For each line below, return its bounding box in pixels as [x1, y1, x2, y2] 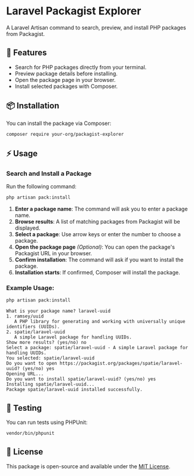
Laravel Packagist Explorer [6, 4, 141, 18]
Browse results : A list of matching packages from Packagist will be [14, 218, 180, 225]
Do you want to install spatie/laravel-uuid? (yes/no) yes [6, 376, 156, 382]
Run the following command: [6, 183, 76, 190]
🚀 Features [6, 48, 47, 58]
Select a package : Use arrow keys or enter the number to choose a [14, 231, 181, 237]
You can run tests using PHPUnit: [6, 419, 88, 426]
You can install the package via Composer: [6, 120, 112, 127]
